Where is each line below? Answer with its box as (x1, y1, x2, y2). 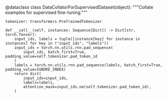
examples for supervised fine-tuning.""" (5, 9, 88, 15)
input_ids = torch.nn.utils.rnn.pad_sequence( (14, 45, 113, 50)
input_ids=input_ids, (23, 76, 69, 81)
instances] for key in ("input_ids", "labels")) (5, 41, 109, 46)
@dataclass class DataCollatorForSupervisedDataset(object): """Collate (5, 4, 153, 10)
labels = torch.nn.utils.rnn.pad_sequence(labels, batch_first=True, (14, 63, 163, 68)
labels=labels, (23, 80, 55, 85)
